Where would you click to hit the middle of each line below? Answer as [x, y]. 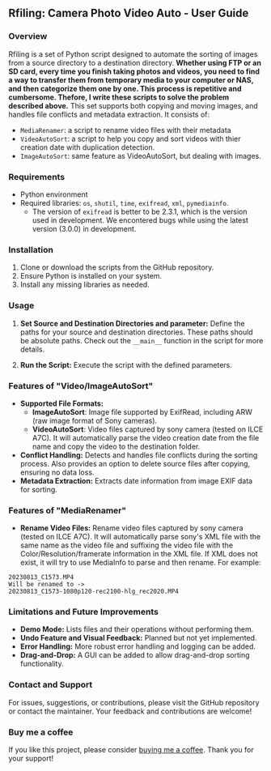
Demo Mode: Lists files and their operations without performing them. [137, 629]
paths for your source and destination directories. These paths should [136, 332]
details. [32, 349]
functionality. [42, 664]
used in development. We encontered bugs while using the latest [140, 220]
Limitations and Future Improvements [84, 612]
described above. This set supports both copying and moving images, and [133, 105]
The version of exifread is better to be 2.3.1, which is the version [140, 211]
